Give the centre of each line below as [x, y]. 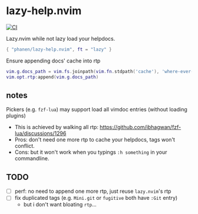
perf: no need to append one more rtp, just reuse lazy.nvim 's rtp [93, 191]
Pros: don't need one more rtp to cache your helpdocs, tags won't [95, 140]
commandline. [32, 159]
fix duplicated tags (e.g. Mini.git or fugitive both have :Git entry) [96, 198]
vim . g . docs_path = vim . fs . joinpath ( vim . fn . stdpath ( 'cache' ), [83, 71]
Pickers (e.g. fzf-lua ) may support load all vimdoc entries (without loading [97, 110]
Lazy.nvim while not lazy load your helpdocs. [61, 38]
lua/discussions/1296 [40, 133]
